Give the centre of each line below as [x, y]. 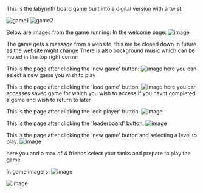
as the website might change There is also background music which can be [101, 50]
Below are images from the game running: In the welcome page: [87, 32]
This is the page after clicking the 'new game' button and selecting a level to [102, 135]
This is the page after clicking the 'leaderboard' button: [75, 123]
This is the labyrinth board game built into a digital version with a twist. [95, 9]
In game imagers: [28, 171]
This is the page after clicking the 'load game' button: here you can [102, 87]
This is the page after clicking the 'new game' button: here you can [101, 69]
